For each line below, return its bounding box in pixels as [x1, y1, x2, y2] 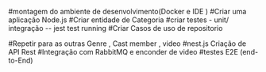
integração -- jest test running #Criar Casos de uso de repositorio [8, 24, 223, 32]
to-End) [8, 55, 33, 65]
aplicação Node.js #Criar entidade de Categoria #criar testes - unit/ [8, 15, 229, 25]
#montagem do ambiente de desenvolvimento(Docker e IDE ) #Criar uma [8, 7, 247, 16]
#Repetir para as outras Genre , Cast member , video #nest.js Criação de [8, 39, 247, 48]
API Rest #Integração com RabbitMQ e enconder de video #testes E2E [8, 47, 238, 56]
